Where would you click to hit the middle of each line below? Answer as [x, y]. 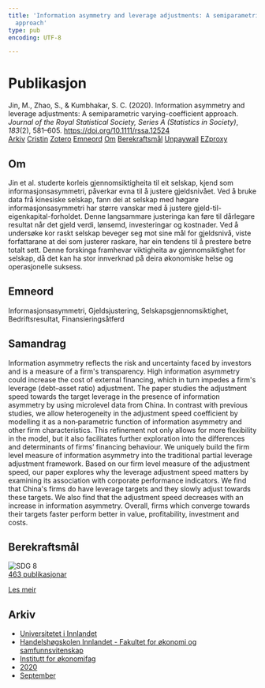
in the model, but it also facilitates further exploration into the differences [127, 438]
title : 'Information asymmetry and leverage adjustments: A [109, 15]
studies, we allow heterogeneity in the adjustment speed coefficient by [123, 413]
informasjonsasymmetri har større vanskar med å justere [100, 208]
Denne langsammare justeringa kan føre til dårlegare [169, 216]
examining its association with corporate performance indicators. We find [127, 480]
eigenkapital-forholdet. [45, 216]
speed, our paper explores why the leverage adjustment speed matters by [128, 472]
